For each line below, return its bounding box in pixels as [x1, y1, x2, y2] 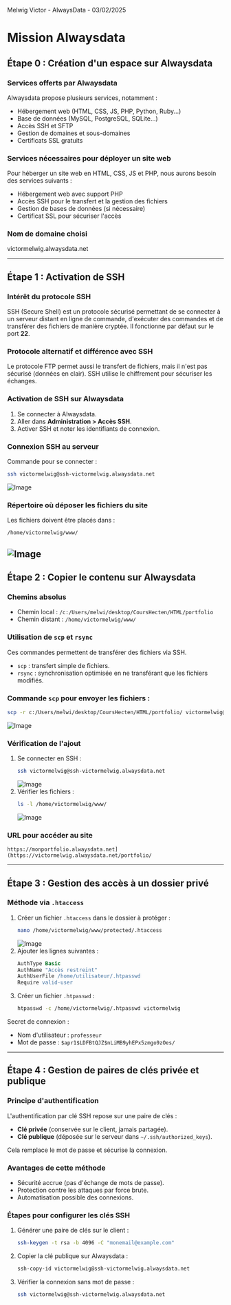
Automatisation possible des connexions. [16, 1193, 134, 1202]
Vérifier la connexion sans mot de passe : [16, 1278, 135, 1286]
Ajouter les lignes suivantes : [16, 947, 99, 955]
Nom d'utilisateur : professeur [16, 1031, 102, 1040]
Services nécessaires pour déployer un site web [7, 153, 172, 163]
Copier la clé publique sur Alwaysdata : [16, 1252, 129, 1260]
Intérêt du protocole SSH [7, 292, 91, 301]
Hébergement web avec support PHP [16, 190, 123, 199]
